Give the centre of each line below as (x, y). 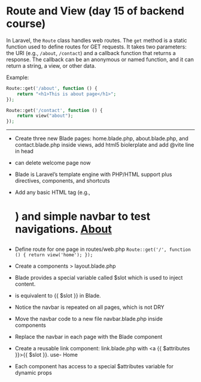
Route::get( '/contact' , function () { (54, 110)
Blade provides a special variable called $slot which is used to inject (99, 278)
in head (24, 151)
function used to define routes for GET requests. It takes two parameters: (96, 47)
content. (25, 284)
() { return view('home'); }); (54, 255)
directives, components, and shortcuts (62, 181)
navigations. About (63, 229)
